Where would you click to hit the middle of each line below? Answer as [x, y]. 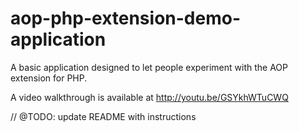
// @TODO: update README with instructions [103, 116]
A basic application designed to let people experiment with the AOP [149, 67]
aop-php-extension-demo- [125, 18]
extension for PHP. [49, 78]
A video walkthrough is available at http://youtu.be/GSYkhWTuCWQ [149, 97]
